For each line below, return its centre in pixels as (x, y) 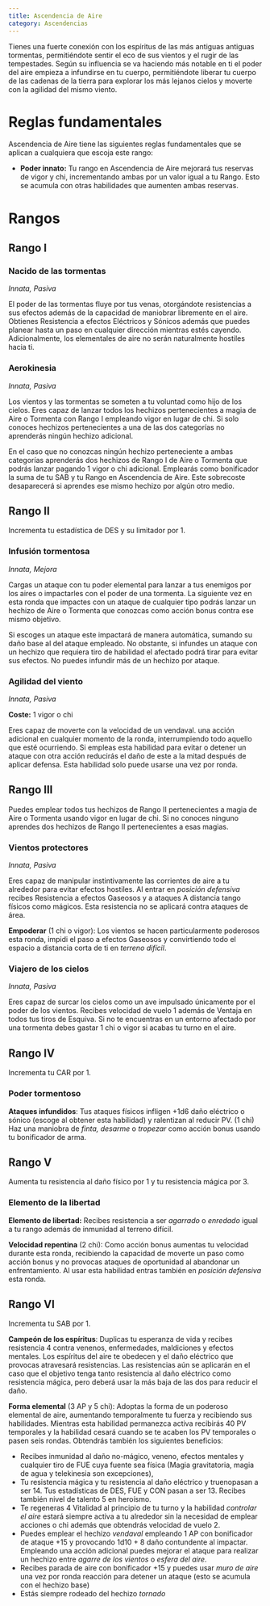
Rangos (34, 218)
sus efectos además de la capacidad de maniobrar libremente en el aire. (128, 313)
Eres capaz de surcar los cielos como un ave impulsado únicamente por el (132, 1002)
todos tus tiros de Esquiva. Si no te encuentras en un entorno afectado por (132, 1020)
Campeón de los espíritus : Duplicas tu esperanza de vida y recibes (120, 1339)
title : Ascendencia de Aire (56, 16)
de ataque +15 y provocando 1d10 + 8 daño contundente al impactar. (134, 1542)
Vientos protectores (48, 847)
